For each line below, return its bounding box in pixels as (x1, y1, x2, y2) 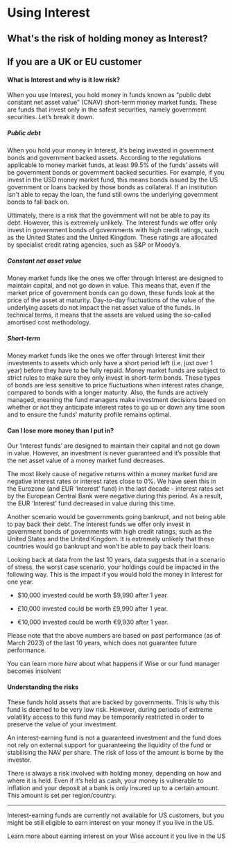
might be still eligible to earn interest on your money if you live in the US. (7, 819, 214, 827)
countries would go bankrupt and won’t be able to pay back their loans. (7, 542, 212, 550)
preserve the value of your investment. (7, 720, 118, 728)
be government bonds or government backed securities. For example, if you (7, 168, 225, 177)
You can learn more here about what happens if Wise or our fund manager (7, 660, 220, 668)
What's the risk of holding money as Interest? (7, 33, 208, 44)
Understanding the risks (7, 683, 79, 691)
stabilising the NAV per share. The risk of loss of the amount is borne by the (7, 749, 224, 757)
